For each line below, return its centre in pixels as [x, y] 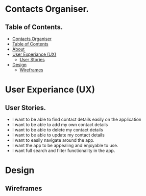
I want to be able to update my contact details [58, 135]
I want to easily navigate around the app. [53, 140]
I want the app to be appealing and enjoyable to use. [65, 145]
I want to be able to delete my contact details [58, 130]
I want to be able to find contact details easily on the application [77, 119]
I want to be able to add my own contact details [60, 125]
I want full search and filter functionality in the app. [63, 151]
